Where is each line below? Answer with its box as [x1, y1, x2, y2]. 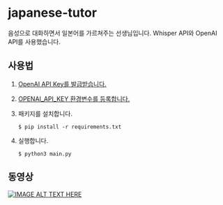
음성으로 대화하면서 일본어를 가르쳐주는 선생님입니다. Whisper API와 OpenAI [8, 29, 217, 37]
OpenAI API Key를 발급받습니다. [17, 79, 107, 88]
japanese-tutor [8, 5, 97, 21]
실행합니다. [17, 136, 49, 144]
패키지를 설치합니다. [17, 109, 72, 118]
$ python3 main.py [17, 150, 72, 158]
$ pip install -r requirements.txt [17, 123, 122, 130]
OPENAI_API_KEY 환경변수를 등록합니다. [17, 94, 130, 102]
